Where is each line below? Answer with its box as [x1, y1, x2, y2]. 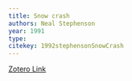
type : [8, 34, 27, 43]
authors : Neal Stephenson [8, 19, 95, 28]
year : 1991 [8, 27, 45, 35]
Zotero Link [8, 64, 47, 74]
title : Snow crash [8, 11, 70, 20]
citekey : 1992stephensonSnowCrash [8, 42, 125, 50]
